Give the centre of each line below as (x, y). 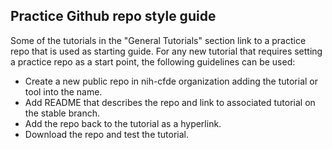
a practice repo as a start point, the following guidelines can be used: (153, 61)
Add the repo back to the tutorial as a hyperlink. (123, 123)
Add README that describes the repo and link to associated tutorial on (170, 102)
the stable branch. (62, 113)
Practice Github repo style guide (113, 16)
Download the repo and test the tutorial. (107, 134)
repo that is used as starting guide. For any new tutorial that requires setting (166, 51)
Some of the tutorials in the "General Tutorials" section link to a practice (158, 40)
